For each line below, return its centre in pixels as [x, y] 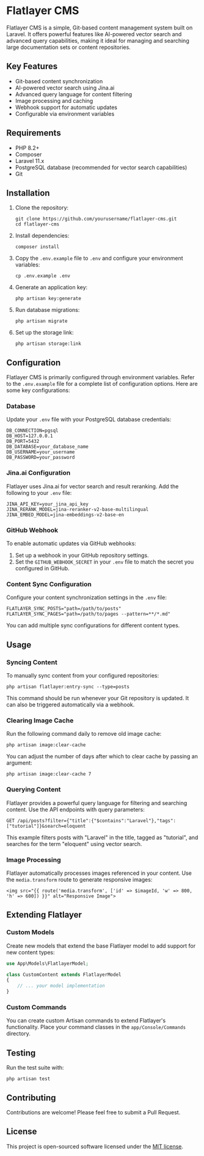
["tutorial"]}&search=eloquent [46, 826]
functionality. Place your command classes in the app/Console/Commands [96, 1027]
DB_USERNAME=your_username [41, 452]
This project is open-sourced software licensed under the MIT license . [95, 1146]
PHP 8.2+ [27, 148]
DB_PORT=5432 [23, 442]
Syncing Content [32, 662]
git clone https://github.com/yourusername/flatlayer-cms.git [96, 219]
